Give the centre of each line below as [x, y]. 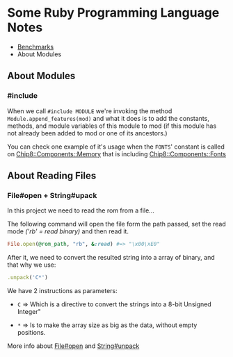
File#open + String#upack [52, 195]
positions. [31, 333]
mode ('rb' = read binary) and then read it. [68, 231]
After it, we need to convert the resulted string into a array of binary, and [111, 258]
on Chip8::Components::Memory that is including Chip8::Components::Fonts [116, 153]
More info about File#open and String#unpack [73, 346]
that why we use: [32, 265]
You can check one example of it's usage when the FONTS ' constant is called [116, 147]
